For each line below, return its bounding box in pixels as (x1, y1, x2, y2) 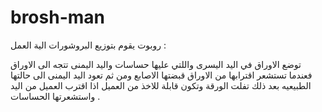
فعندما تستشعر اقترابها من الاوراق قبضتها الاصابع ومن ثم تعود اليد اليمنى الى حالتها (10, 69, 313, 81)
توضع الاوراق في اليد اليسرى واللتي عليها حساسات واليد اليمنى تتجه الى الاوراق (10, 58, 302, 70)
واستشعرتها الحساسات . (10, 90, 101, 102)
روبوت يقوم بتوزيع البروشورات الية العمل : (10, 39, 167, 51)
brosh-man (10, 6, 105, 29)
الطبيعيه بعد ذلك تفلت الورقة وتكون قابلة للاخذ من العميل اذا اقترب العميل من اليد (10, 79, 312, 91)
